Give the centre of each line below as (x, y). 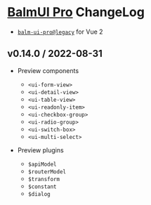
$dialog (39, 194)
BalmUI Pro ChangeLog (76, 12)
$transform (44, 179)
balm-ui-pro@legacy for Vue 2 (60, 32)
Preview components (48, 70)
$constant (42, 187)
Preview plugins (41, 150)
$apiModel (42, 164)
